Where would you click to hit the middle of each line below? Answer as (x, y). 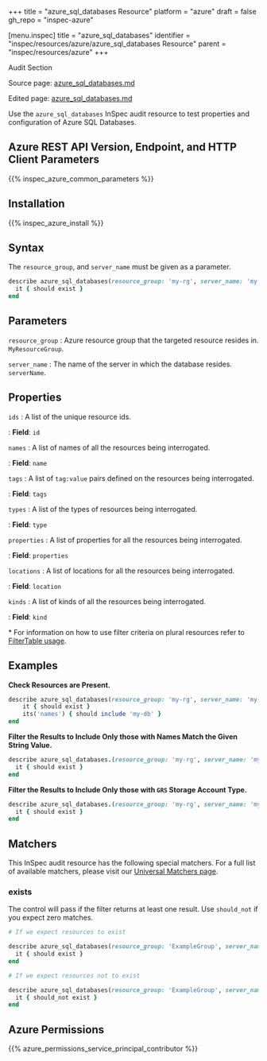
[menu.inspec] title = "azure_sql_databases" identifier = (99, 35)
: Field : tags (28, 494)
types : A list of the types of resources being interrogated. (103, 509)
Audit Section (31, 68)
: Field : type (28, 525)
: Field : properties (39, 555)
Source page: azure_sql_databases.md (72, 83)
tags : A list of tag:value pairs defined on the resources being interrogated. (131, 478)
